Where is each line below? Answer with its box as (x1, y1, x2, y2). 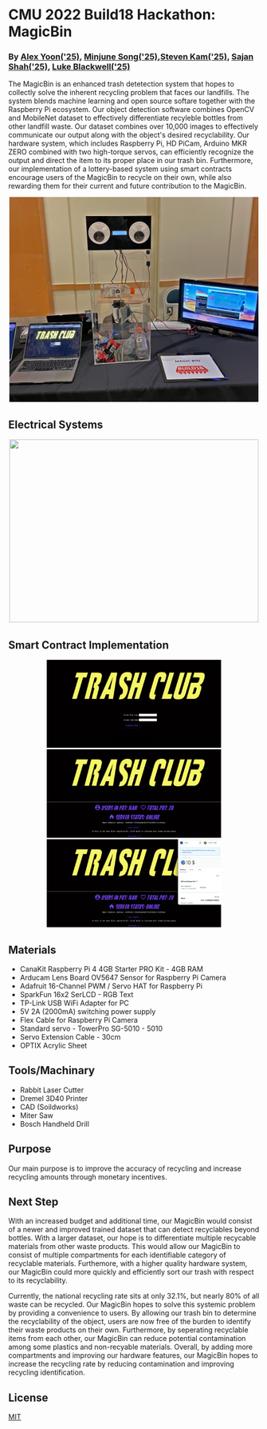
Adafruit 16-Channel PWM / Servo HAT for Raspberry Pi (19, 981, 203, 991)
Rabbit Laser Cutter (19, 1085, 84, 1095)
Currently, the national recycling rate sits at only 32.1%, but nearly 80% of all (8, 1291, 260, 1301)
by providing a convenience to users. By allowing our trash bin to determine (8, 1308, 257, 1318)
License (8, 1391, 49, 1404)
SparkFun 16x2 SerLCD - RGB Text (19, 989, 134, 999)
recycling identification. (8, 1367, 85, 1377)
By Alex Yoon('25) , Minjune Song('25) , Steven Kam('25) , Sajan (8, 51, 254, 62)
